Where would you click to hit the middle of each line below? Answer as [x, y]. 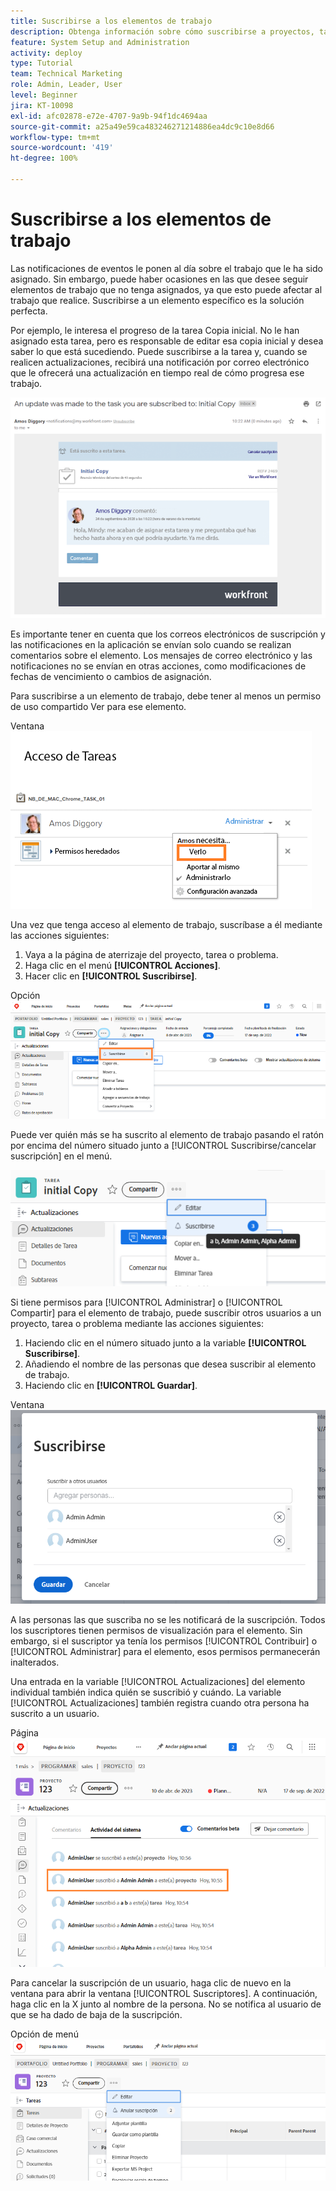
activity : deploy [46, 53]
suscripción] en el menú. [61, 1156]
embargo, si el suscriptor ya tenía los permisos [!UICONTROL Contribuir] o [164, 1641]
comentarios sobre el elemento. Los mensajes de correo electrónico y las [161, 656]
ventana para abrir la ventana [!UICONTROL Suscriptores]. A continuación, [164, 1994]
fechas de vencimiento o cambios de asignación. [111, 677]
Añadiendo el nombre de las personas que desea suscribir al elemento [170, 1364]
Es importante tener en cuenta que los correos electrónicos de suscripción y [168, 634]
